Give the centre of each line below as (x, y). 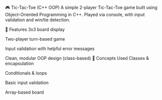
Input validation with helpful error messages (50, 49)
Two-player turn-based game (35, 39)
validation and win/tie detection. (38, 20)
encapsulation (20, 63)
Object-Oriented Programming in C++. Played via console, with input (75, 15)
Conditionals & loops (26, 73)
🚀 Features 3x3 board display (35, 29)
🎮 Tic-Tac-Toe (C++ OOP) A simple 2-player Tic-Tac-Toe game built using (81, 7)
